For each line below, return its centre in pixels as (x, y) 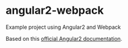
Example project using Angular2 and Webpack (63, 27)
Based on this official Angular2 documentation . (64, 38)
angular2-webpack (55, 10)
